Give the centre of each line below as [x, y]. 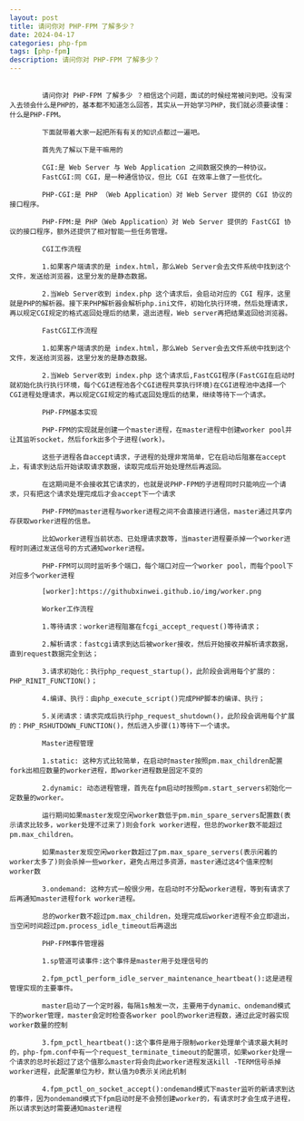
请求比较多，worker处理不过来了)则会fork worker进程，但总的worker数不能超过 [149, 825]
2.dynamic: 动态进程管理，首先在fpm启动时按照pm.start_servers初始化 [164, 788]
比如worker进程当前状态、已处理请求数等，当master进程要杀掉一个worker [163, 539]
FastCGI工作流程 [70, 331]
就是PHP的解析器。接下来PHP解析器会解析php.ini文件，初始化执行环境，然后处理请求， [151, 304]
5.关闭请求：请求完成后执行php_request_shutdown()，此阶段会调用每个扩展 [168, 716]
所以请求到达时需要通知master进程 [66, 1108]
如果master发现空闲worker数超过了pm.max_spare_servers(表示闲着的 [160, 853]
